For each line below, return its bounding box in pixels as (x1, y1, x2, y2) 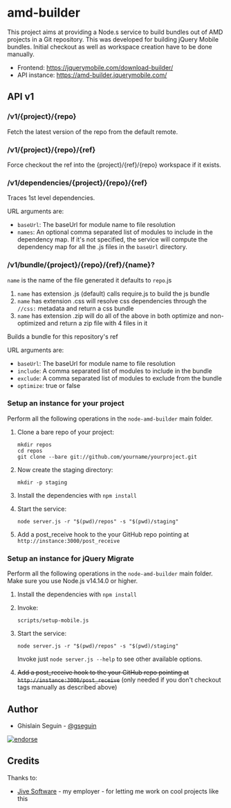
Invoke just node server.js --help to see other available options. (17, 655, 203, 664)
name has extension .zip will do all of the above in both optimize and (17, 311, 209, 320)
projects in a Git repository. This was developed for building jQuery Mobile (7, 35, 219, 43)
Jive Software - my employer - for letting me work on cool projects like (17, 786, 219, 796)
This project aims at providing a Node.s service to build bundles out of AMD (7, 28, 223, 36)
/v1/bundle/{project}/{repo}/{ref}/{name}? (7, 260, 156, 270)
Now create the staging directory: (17, 465, 113, 473)
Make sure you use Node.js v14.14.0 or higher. (7, 577, 138, 585)
